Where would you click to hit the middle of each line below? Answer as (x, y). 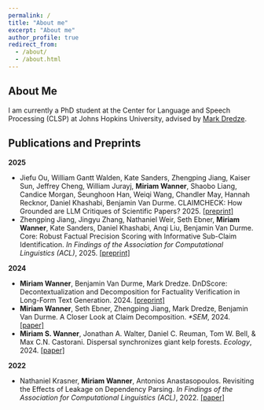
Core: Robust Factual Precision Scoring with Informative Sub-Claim (128, 236)
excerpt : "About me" (42, 30)
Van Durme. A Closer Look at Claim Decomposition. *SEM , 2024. (125, 316)
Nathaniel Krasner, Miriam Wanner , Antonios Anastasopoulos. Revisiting (137, 380)
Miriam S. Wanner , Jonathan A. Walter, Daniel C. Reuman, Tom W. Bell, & (138, 333)
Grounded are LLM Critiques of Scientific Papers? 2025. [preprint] (126, 211)
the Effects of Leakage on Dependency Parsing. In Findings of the (126, 389)
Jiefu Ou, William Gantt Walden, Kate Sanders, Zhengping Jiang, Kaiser (135, 177)
